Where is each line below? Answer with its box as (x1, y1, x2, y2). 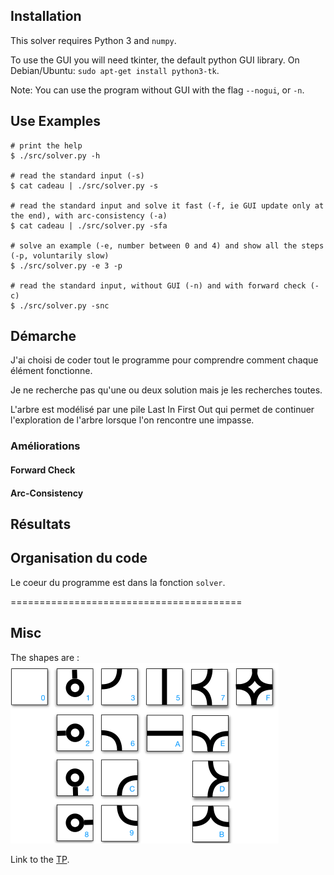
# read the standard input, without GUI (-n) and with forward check (10, 280, 307, 291)
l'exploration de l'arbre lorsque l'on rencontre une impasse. (10, 414, 255, 426)
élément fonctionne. (10, 365, 93, 377)
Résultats (10, 515, 72, 533)
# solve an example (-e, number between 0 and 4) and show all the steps (10, 240, 325, 251)
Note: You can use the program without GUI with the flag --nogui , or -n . (10, 84, 305, 96)
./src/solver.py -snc (19, 300, 110, 311)
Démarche (10, 328, 77, 345)
